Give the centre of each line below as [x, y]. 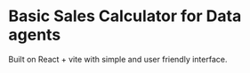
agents [35, 35]
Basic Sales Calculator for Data [125, 16]
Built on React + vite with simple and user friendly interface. [118, 59]
